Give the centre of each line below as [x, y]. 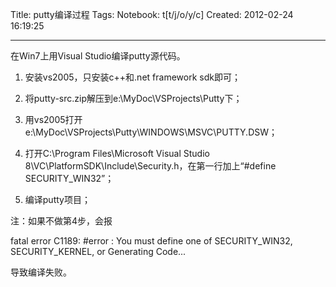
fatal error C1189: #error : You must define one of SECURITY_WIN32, [151, 241]
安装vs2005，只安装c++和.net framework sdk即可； [132, 77]
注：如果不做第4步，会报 [61, 221]
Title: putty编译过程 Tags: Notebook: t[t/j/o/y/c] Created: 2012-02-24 [152, 14]
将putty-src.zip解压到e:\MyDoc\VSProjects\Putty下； [133, 98]
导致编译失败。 [41, 272]
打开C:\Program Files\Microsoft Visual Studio [117, 153]
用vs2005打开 [53, 119]
